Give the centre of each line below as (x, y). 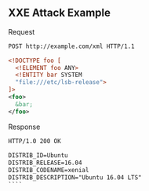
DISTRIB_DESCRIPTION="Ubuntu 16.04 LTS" (75, 178)
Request (22, 31)
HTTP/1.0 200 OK (35, 141)
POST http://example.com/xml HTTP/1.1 (71, 46)
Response (24, 127)
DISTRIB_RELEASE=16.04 (45, 163)
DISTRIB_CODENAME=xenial (49, 171)
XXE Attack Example (60, 13)
